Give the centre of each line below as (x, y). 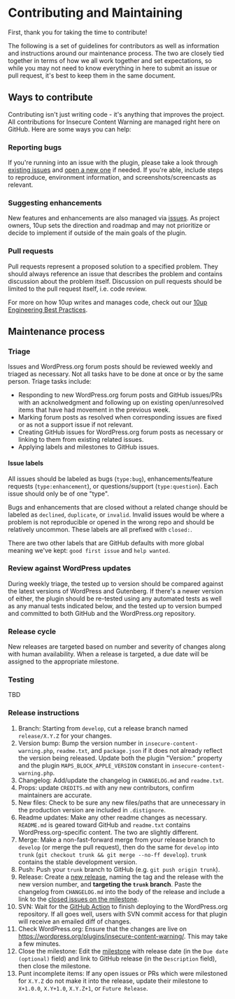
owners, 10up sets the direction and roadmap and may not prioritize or (109, 226)
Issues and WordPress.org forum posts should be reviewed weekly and (111, 367)
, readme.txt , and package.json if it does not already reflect (138, 750)
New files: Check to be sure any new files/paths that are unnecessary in (122, 803)
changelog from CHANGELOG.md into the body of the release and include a (121, 891)
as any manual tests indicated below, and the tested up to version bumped (115, 605)
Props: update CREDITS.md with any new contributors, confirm (106, 787)
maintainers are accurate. (55, 795)
